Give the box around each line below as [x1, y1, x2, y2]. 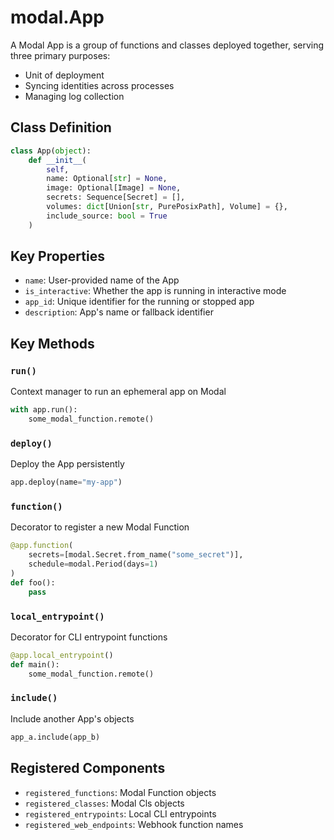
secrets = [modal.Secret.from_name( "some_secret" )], [28, 550, 244, 560]
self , [46, 164, 70, 175]
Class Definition [10, 119, 112, 136]
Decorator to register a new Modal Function [10, 521, 190, 533]
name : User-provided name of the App [24, 274, 180, 286]
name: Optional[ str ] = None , [46, 174, 168, 184]
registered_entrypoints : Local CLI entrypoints [24, 807, 217, 820]
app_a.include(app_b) [10, 732, 101, 742]
